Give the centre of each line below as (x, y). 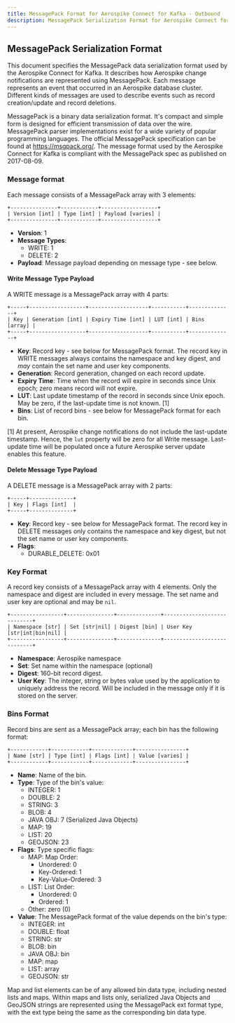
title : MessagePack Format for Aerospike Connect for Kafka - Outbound (114, 14)
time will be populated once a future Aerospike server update (117, 446)
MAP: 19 (40, 827)
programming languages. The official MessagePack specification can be (112, 139)
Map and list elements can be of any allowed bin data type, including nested (117, 989)
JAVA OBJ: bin (49, 954)
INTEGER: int (46, 924)
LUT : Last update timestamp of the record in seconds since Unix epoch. (121, 395)
